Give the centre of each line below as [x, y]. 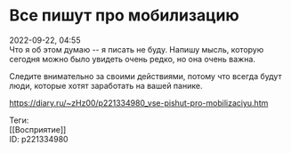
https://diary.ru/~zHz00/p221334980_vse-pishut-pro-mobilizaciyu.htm [139, 102]
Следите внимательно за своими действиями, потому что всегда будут [145, 76]
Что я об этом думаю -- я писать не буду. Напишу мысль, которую [137, 49]
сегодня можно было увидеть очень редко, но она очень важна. [133, 59]
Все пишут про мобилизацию [124, 16]
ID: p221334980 [39, 139]
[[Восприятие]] [38, 129]
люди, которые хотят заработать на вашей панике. [106, 85]
